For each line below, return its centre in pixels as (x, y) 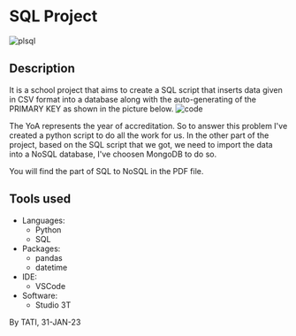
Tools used (40, 199)
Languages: (43, 220)
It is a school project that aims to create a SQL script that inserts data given (146, 89)
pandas (49, 257)
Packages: (41, 248)
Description (42, 69)
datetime (51, 267)
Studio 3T (53, 305)
